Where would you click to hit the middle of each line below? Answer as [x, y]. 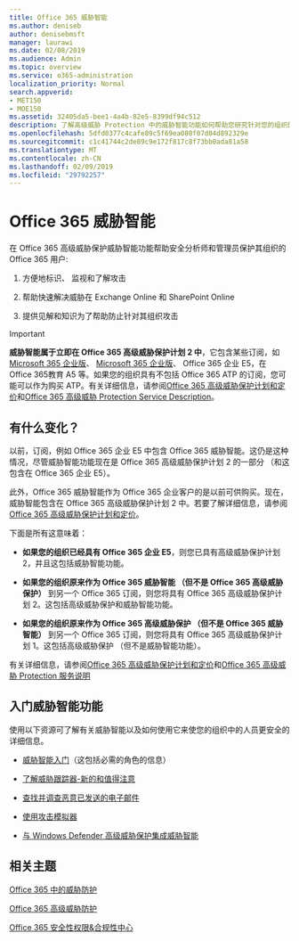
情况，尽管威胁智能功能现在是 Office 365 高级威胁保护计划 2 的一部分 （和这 [149, 462]
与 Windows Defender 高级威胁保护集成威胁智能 [110, 835]
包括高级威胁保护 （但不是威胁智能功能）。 [129, 646]
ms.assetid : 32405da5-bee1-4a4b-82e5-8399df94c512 [105, 117]
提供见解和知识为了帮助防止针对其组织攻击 [100, 316]
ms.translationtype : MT [53, 150]
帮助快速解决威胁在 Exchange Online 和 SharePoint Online [128, 297]
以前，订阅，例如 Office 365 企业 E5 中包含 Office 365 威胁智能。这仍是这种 [149, 450]
